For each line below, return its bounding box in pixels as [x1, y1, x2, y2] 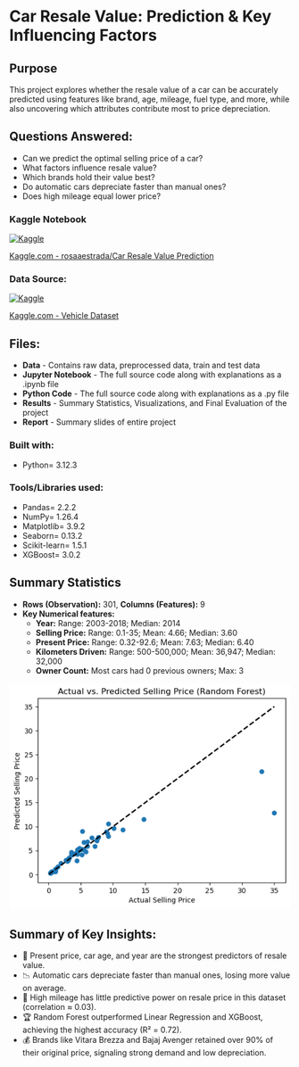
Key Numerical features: [21, 608, 115, 619]
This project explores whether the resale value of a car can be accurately [9, 85, 278, 95]
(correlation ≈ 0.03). [21, 1001, 96, 1012]
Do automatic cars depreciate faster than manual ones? [21, 181, 227, 192]
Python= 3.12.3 [21, 459, 78, 470]
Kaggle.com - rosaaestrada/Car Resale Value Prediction [9, 251, 214, 261]
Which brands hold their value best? [21, 171, 155, 182]
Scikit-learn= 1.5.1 [21, 540, 87, 550]
